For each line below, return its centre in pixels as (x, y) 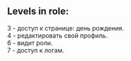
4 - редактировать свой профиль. (57, 35)
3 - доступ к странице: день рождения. (65, 28)
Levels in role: (38, 11)
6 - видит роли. (30, 43)
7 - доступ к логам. (36, 50)
